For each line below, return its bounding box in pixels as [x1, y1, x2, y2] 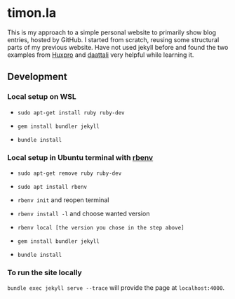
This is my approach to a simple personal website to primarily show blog [7, 28, 216, 36]
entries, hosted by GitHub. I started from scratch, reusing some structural [7, 35, 220, 44]
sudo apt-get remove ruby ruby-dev [17, 170, 122, 177]
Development [7, 71, 68, 83]
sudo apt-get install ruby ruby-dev [17, 109, 125, 117]
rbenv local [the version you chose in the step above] [17, 224, 184, 231]
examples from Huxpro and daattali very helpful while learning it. [7, 51, 194, 59]
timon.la [7, 5, 57, 21]
